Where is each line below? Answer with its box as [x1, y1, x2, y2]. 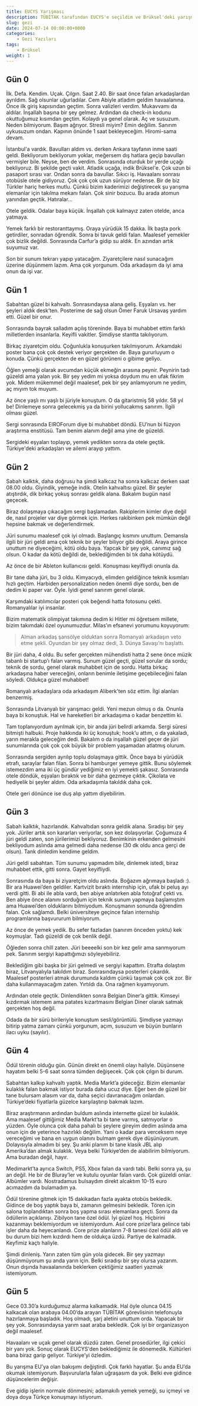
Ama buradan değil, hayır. [6, 1154, 69, 1161]
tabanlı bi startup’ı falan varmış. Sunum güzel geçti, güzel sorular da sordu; [6, 657, 188, 665]
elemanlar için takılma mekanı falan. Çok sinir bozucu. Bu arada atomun [6, 190, 180, 197]
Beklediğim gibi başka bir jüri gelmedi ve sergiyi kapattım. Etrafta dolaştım [6, 961, 186, 968]
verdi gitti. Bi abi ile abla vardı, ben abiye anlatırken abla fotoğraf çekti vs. [6, 889, 184, 896]
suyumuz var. [6, 244, 39, 251]
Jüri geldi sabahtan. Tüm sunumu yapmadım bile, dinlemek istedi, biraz [6, 859, 179, 866]
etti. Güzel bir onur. [6, 313, 52, 320]
